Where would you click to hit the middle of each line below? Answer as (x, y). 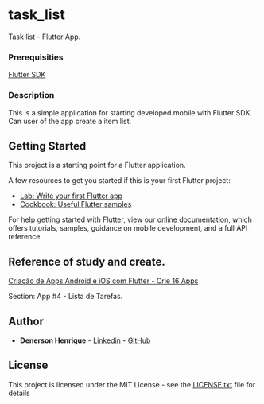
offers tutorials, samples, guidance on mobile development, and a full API (128, 228)
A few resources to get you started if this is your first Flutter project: (119, 181)
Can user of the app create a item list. (70, 121)
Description (31, 95)
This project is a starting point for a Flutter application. (97, 165)
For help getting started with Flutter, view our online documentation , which (130, 219)
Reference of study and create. (87, 261)
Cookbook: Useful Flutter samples (76, 204)
